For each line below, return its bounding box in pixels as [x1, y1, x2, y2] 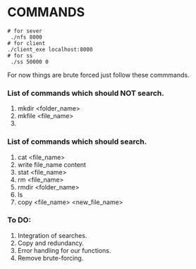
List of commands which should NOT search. [7, 88, 164, 98]
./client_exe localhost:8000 [7, 46, 93, 53]
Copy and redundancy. [17, 239, 85, 247]
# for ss [7, 52, 33, 59]
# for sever [7, 27, 42, 35]
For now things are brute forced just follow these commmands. [7, 70, 190, 79]
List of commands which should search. [7, 137, 147, 146]
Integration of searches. [17, 231, 87, 239]
